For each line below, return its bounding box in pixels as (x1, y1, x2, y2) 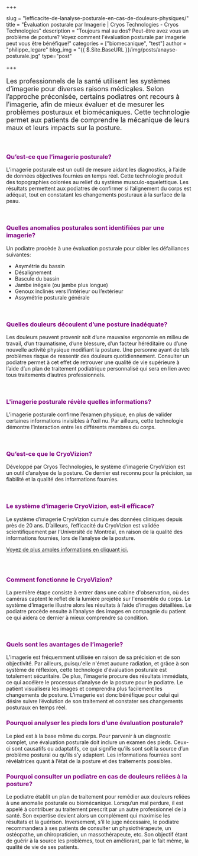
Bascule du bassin (14, 275, 60, 282)
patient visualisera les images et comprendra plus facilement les (6, 685, 163, 693)
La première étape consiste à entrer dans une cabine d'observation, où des (6, 589, 189, 596)
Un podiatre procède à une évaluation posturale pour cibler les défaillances (6, 244, 190, 252)
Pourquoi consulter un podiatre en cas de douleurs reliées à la (6, 772, 187, 780)
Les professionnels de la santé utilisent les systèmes (6, 77, 171, 85)
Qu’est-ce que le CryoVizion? (6, 450, 93, 458)
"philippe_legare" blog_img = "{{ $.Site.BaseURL (6, 46, 124, 53)
